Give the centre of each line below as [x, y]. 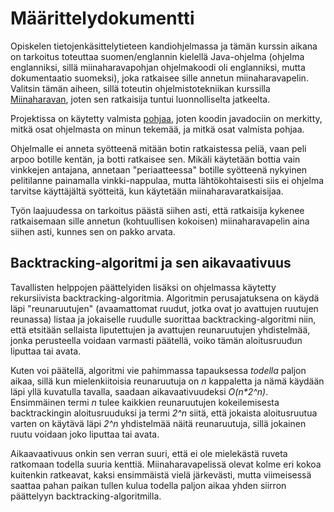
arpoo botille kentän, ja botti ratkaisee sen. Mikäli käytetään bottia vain [155, 159]
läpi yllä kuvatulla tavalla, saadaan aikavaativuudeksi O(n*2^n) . [139, 391]
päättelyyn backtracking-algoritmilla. [86, 496]
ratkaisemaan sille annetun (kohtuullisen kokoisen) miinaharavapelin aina [160, 221]
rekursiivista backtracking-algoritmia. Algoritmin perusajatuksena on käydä [165, 298]
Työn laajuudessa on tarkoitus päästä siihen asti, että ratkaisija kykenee [157, 210]
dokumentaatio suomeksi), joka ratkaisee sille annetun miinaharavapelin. [159, 78]
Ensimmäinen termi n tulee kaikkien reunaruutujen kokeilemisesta [145, 402]
